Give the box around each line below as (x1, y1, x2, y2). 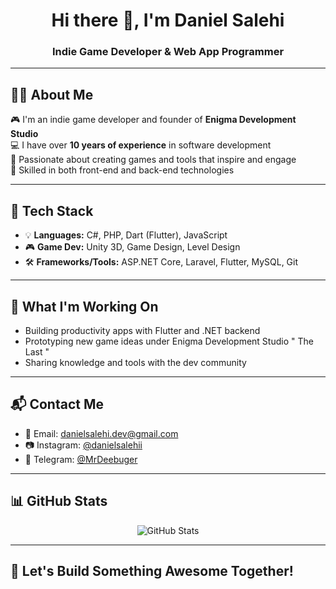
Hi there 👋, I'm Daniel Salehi (51, 9, 285, 32)
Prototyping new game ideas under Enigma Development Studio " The (24, 335, 314, 347)
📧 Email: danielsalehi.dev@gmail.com (24, 427, 179, 439)
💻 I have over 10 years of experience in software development (10, 139, 272, 151)
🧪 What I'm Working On (10, 298, 159, 315)
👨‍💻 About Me (10, 86, 94, 103)
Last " (24, 345, 50, 358)
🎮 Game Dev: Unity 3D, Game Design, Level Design (24, 241, 241, 253)
